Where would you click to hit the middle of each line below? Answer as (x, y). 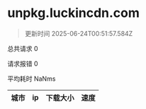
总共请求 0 (23, 48)
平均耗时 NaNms (32, 79)
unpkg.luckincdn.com (74, 13)
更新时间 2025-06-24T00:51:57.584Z (79, 33)
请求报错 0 (23, 63)
